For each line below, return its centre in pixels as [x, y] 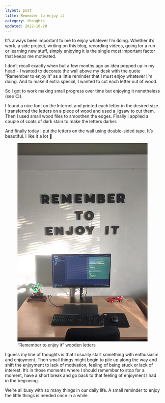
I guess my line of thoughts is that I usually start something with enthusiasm [82, 355]
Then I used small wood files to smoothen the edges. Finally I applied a [77, 116]
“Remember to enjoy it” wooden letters [56, 345]
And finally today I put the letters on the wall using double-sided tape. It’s [79, 131]
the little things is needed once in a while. [47, 396]
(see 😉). [14, 96]
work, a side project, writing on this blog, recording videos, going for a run [80, 46]
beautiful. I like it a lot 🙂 [29, 136]
